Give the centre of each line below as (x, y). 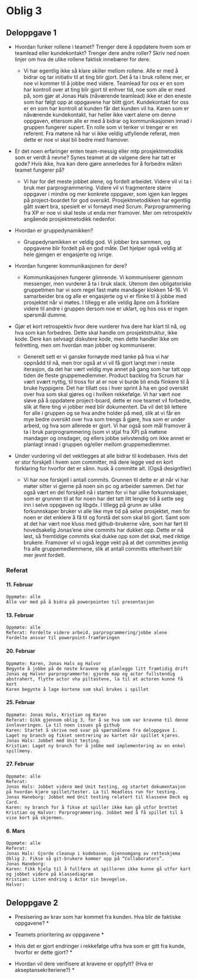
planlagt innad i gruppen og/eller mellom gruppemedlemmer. (97, 444)
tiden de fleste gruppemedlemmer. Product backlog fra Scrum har (103, 375)
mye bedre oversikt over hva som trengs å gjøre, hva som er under (104, 419)
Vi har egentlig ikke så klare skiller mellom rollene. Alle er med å (101, 71)
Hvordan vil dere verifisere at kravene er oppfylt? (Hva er (84, 964)
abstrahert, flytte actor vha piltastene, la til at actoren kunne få (95, 679)
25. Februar (21, 702)
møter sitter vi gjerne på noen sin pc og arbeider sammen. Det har (104, 486)
